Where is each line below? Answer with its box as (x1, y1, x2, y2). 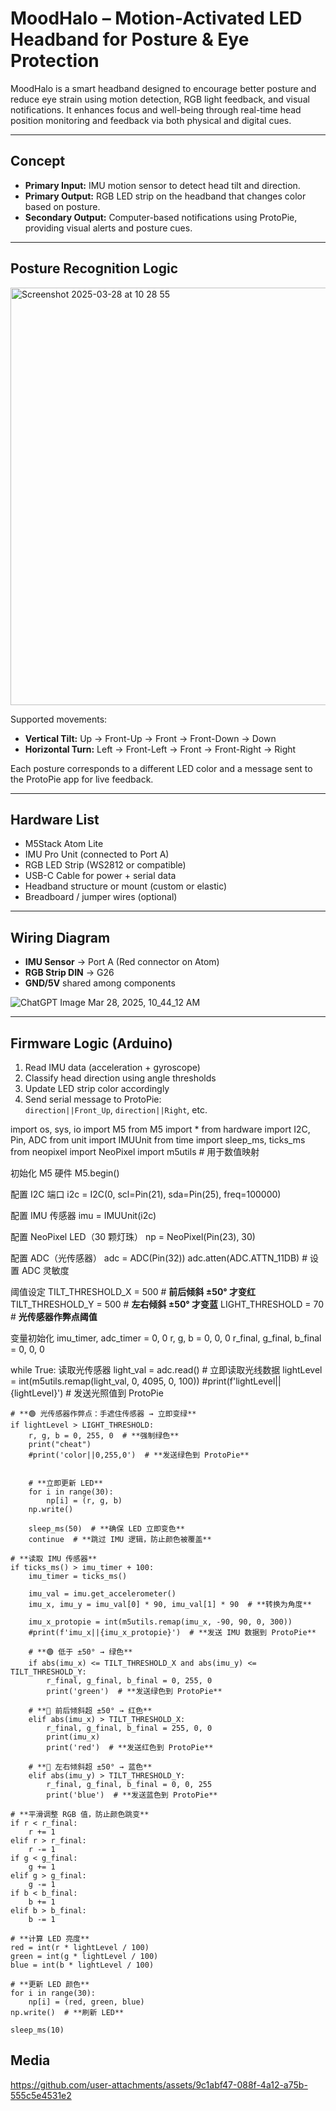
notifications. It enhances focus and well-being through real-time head (10, 103, 302, 116)
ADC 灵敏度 (21, 1265, 70, 1276)
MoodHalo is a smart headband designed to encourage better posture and (10, 82, 317, 94)
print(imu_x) (46, 1732, 101, 1742)
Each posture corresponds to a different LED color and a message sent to (10, 762, 313, 774)
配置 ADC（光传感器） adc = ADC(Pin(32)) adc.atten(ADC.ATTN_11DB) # (10, 1252, 308, 1264)
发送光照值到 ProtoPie (73, 1387, 164, 1399)
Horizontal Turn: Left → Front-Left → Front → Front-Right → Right (24, 743, 297, 755)
